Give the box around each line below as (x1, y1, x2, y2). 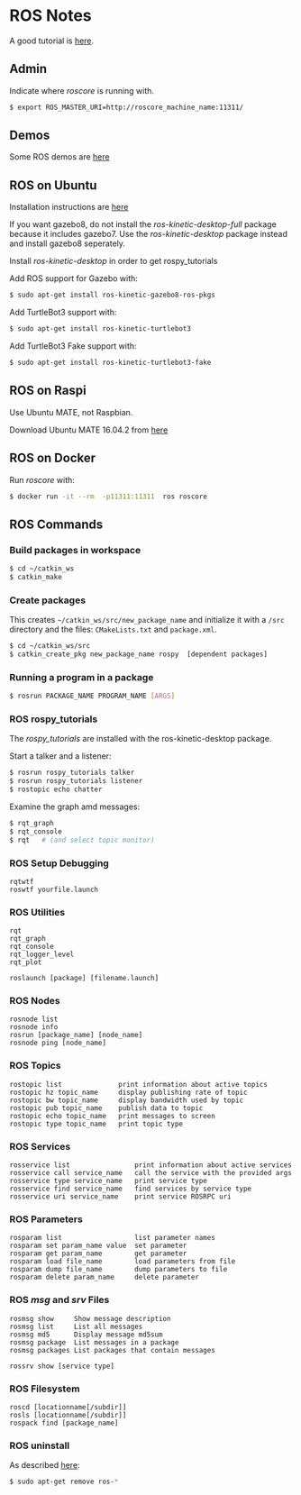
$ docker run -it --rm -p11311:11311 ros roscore (9, 492, 207, 501)
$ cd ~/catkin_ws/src (9, 642, 91, 651)
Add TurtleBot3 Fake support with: (9, 341, 137, 351)
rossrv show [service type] (9, 1362, 115, 1371)
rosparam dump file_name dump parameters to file (9, 1265, 228, 1274)
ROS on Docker (9, 451, 96, 466)
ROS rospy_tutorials (9, 713, 98, 725)
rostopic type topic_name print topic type (9, 1119, 183, 1128)
